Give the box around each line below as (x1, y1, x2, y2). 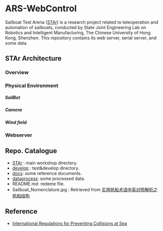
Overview (5, 69, 29, 76)
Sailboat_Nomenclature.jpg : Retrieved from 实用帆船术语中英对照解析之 (12, 186, 158, 192)
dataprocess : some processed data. (12, 175, 85, 181)
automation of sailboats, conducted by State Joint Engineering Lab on (5, 24, 146, 30)
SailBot (5, 94, 21, 100)
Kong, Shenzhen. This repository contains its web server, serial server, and (5, 35, 157, 41)
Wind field (5, 119, 27, 125)
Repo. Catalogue (5, 147, 57, 155)
